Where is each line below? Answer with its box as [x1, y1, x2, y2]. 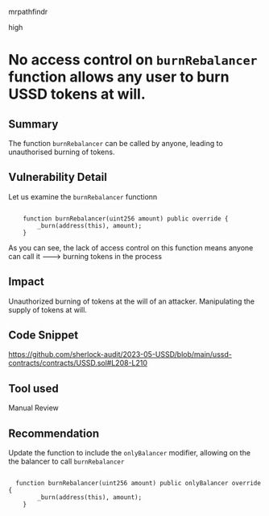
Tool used [8, 381, 59, 395]
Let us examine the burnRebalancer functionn [8, 191, 158, 201]
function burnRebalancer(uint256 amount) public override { [23, 214, 229, 223]
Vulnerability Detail [8, 170, 107, 184]
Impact [8, 275, 44, 289]
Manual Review [8, 403, 59, 413]
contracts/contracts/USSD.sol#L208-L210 [8, 359, 147, 368]
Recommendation [8, 426, 99, 440]
